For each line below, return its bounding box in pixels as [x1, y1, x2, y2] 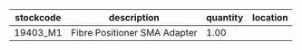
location [252, 12, 288, 23]
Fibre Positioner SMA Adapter [71, 27, 198, 38]
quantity [206, 12, 244, 23]
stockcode [15, 12, 62, 23]
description [108, 12, 161, 23]
